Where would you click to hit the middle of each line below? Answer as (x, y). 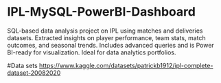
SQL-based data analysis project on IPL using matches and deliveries (105, 31)
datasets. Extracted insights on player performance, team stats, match (106, 37)
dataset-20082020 (34, 73)
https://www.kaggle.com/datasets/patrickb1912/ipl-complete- (126, 65)
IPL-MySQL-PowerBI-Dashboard (101, 12)
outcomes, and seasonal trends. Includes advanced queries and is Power (110, 45)
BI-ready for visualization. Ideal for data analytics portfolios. (92, 52)
